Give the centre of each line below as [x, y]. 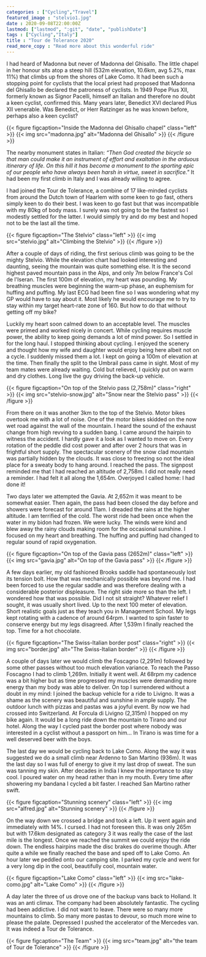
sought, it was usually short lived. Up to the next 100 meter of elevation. [97, 604]
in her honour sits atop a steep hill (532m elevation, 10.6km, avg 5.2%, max [101, 70]
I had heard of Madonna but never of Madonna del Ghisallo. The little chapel [103, 63]
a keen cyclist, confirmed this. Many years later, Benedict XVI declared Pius [102, 102]
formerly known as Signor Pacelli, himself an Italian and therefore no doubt [101, 96]
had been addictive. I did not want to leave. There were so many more [94, 909]
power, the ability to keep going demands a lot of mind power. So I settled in [102, 337]
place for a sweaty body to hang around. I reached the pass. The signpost [100, 465]
